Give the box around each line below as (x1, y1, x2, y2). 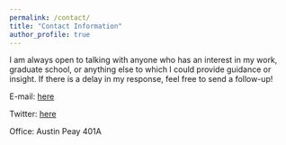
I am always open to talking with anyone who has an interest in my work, (9, 55, 278, 66)
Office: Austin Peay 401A (9, 126, 102, 137)
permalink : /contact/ (9, 13, 91, 23)
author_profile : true (9, 30, 91, 39)
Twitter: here (9, 109, 57, 120)
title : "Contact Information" (9, 22, 123, 31)
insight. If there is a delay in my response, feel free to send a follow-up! (9, 74, 273, 85)
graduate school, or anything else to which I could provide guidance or (9, 64, 272, 75)
